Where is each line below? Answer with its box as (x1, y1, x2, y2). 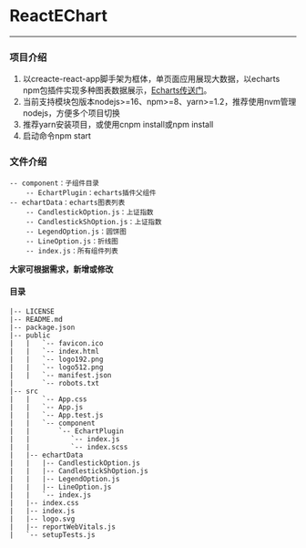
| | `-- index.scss (9, 442, 128, 451)
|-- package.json (9, 323, 76, 332)
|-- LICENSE (9, 306, 55, 315)
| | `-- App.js (9, 402, 84, 411)
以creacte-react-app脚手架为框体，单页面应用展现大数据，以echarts (22, 74, 280, 85)
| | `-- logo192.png (9, 355, 104, 364)
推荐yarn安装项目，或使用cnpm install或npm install (22, 119, 214, 130)
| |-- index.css (9, 498, 79, 507)
